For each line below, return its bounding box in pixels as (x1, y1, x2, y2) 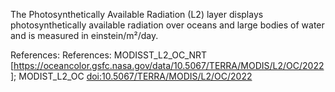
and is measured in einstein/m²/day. (10, 30, 159, 41)
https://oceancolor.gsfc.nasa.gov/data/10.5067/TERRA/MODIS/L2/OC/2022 (13, 60, 325, 71)
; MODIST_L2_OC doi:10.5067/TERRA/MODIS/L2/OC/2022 (13, 70, 253, 82)
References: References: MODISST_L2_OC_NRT (10, 49, 208, 61)
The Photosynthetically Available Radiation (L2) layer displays (10, 9, 264, 20)
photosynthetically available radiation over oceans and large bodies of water (10, 19, 325, 31)
